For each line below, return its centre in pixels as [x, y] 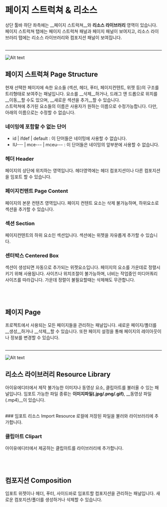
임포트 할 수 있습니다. [31, 177]
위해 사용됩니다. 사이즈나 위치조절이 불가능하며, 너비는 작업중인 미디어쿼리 [86, 274]
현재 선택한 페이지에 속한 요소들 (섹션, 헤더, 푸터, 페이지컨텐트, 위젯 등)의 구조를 [82, 87]
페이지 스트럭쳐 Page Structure [52, 75]
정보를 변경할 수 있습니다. [35, 338]
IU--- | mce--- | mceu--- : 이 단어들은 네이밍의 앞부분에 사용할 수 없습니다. [86, 145]
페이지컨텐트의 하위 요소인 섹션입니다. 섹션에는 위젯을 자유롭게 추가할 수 [75, 235]
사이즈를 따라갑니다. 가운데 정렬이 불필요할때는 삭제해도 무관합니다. [70, 280]
